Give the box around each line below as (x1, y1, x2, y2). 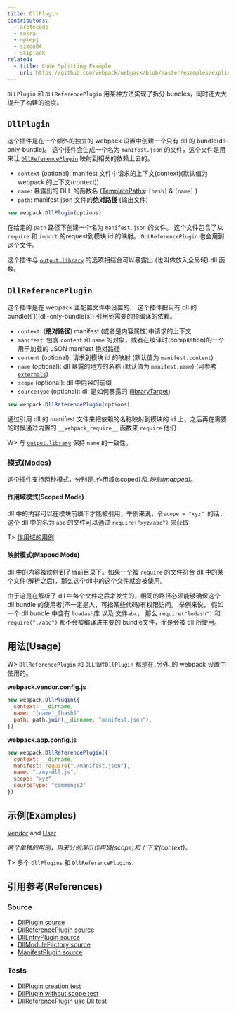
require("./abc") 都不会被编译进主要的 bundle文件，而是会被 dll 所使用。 (7, 617, 221, 626)
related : (7, 56, 33, 63)
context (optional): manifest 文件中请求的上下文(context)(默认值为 (17, 169, 209, 178)
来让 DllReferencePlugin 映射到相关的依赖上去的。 (7, 154, 154, 162)
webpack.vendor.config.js (7, 683, 86, 691)
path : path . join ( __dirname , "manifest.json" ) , (13, 717, 152, 724)
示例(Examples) (7, 809, 77, 821)
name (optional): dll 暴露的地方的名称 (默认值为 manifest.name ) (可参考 (17, 362, 217, 370)
